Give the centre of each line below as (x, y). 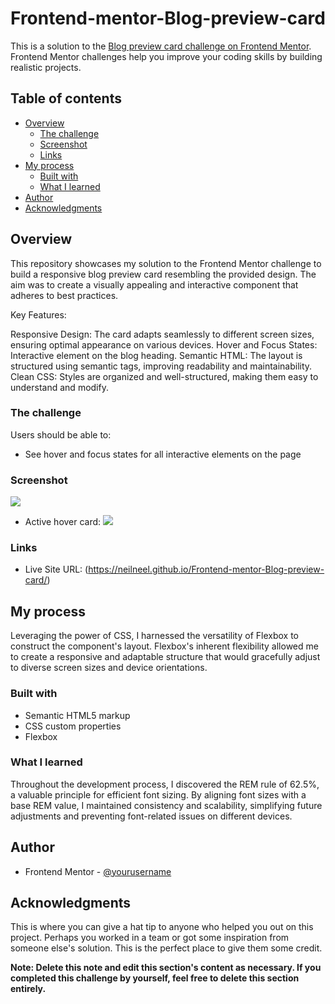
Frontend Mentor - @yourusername (98, 871)
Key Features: (38, 314)
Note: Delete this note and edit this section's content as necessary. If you (166, 968)
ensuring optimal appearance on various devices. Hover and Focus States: (164, 344)
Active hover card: (63, 522)
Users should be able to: (61, 434)
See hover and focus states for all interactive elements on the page (163, 454)
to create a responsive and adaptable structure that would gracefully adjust (165, 657)
